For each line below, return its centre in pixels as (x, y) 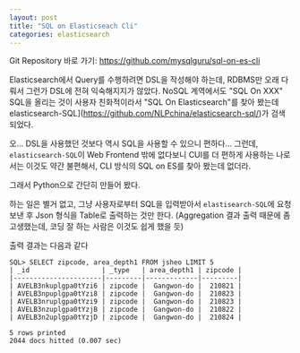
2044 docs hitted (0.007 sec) (66, 341)
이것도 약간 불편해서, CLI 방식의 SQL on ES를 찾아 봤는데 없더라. (138, 166)
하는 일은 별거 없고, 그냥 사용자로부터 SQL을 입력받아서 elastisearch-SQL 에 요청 (150, 204)
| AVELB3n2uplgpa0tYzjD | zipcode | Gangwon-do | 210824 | (126, 318)
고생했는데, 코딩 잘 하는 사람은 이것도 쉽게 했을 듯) (97, 227)
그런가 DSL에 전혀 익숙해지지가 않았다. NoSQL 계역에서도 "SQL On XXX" (154, 91)
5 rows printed (38, 333)
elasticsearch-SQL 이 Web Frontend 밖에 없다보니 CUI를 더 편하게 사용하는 (142, 155)
